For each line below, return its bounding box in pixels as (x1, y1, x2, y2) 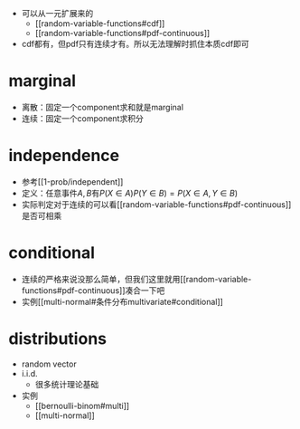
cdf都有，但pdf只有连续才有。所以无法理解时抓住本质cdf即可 (21, 39, 249, 49)
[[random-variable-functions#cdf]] (34, 18, 165, 29)
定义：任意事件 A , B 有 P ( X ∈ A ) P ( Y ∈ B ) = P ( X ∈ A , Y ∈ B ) (21, 187, 239, 198)
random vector (21, 358, 78, 369)
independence (8, 146, 120, 166)
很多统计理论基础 (34, 378, 99, 389)
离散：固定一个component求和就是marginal (21, 101, 184, 112)
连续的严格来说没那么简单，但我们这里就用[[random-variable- (21, 273, 252, 284)
